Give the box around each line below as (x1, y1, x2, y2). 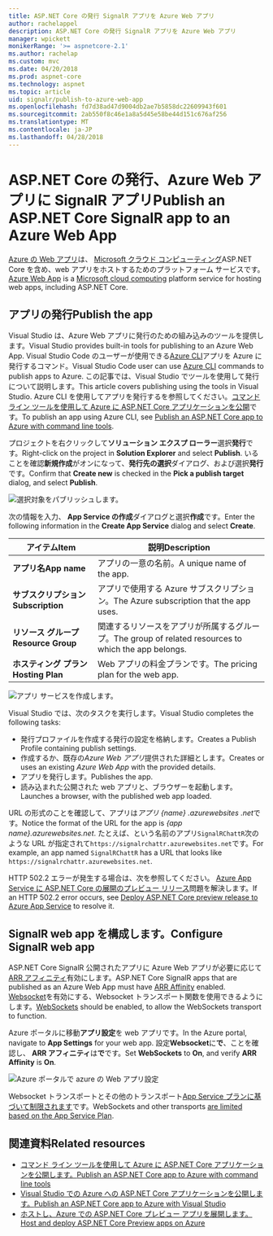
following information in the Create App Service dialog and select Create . (8, 521, 256, 531)
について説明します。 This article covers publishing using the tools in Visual (8, 382, 258, 392)
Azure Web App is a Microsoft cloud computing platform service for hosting (8, 274, 262, 283)
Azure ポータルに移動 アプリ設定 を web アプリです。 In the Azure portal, (8, 1028, 248, 1038)
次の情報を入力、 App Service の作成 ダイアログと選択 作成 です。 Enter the (8, 512, 256, 522)
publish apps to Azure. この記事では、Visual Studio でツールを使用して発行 (8, 371, 260, 381)
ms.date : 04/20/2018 (8, 65, 79, 73)
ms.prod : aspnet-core (8, 72, 82, 81)
